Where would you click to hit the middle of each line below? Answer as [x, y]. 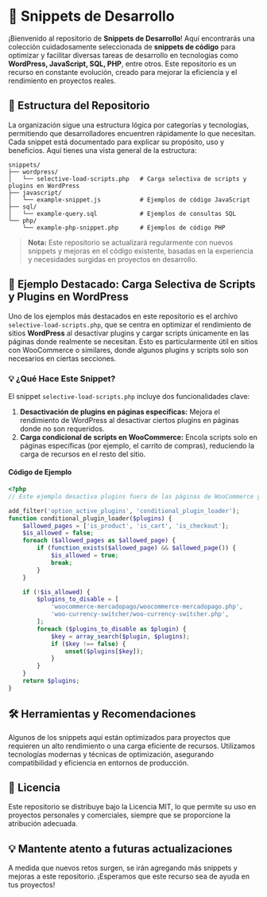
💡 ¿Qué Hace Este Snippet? [62, 379]
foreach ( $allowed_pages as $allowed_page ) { [99, 541]
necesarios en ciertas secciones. [62, 358]
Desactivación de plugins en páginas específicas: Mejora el [120, 411]
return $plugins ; [51, 681]
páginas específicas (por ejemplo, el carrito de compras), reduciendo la [137, 445]
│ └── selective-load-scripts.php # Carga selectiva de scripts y [128, 178]
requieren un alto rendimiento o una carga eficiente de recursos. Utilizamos [132, 746]
